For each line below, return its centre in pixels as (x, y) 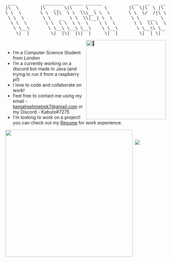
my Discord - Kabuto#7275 (41, 112)
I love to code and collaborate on (47, 85)
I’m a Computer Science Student (47, 53)
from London (26, 58)
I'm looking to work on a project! (47, 117)
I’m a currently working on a (42, 63)
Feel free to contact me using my (47, 96)
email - (20, 101)
